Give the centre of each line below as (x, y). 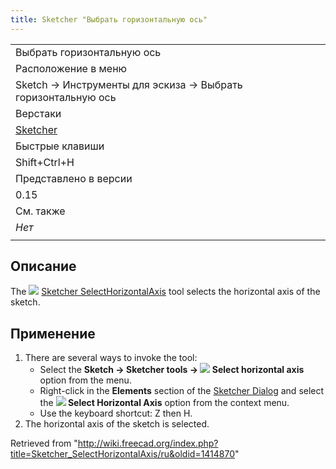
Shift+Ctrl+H (45, 162)
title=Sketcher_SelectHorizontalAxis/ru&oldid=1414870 (123, 454)
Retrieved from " (44, 443)
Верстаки (38, 113)
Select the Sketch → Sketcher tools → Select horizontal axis (172, 370)
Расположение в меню (71, 68)
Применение (53, 333)
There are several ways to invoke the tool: (111, 358)
